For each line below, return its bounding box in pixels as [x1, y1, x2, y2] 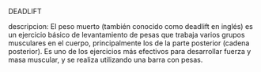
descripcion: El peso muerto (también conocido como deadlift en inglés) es [8, 22, 253, 31]
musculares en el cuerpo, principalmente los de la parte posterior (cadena [8, 38, 250, 48]
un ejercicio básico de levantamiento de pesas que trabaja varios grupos [8, 31, 245, 39]
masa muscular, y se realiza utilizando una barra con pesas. [8, 55, 203, 64]
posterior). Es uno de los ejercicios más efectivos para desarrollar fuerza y [8, 47, 252, 56]
